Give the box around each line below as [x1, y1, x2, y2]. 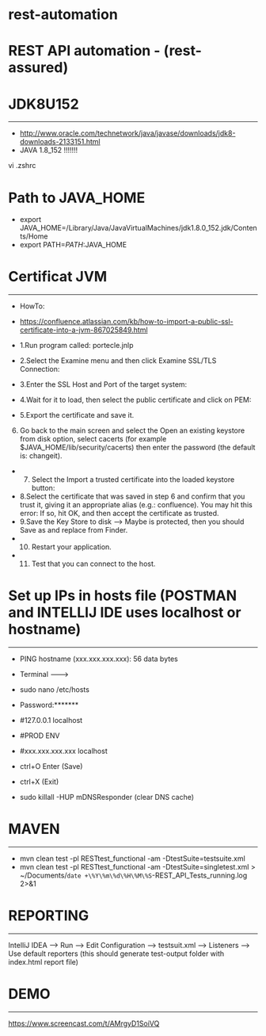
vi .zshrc [8, 161, 36, 170]
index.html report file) [8, 958, 79, 966]
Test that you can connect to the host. [31, 559, 156, 568]
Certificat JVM [8, 268, 108, 286]
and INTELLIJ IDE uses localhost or [8, 604, 241, 621]
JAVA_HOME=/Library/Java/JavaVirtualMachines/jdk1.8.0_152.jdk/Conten [19, 224, 257, 233]
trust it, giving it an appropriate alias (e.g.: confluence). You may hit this [19, 500, 253, 510]
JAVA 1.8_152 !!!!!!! [19, 145, 78, 155]
